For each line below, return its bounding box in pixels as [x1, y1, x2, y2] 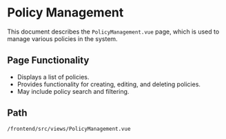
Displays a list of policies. [17, 73, 90, 81]
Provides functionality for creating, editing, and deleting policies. [17, 80, 201, 88]
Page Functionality [7, 55, 90, 66]
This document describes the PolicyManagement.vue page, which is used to [7, 27, 220, 36]
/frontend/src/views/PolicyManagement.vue [7, 125, 131, 132]
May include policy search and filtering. [17, 87, 130, 95]
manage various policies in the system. [7, 34, 119, 42]
